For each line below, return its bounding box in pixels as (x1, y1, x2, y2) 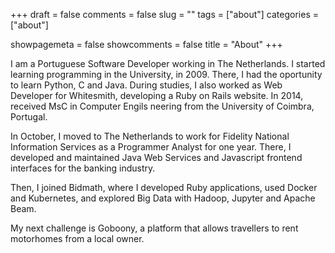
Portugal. (10, 111, 48, 123)
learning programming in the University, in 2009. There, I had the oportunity (10, 69, 323, 80)
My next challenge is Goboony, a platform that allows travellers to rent (10, 222, 299, 234)
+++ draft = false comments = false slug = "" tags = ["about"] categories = (10, 9, 319, 20)
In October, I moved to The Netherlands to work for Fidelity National (10, 130, 290, 142)
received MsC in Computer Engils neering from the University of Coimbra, (10, 100, 315, 112)
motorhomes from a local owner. (10, 233, 145, 244)
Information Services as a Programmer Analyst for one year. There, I (10, 141, 292, 153)
